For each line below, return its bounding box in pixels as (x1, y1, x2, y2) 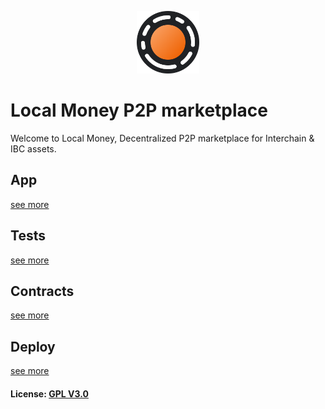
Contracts (10, 282, 75, 300)
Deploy (10, 338, 56, 355)
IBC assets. (10, 142, 57, 155)
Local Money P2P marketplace (10, 99, 268, 122)
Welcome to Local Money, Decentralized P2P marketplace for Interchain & (10, 132, 315, 144)
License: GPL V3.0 (10, 387, 89, 400)
